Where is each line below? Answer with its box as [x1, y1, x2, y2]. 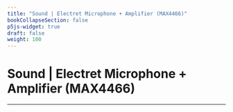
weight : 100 [7, 36, 42, 43]
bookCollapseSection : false [7, 17, 89, 24]
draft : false [7, 29, 45, 37]
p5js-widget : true [7, 23, 60, 30]
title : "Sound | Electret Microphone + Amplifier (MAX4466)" [7, 10, 188, 17]
